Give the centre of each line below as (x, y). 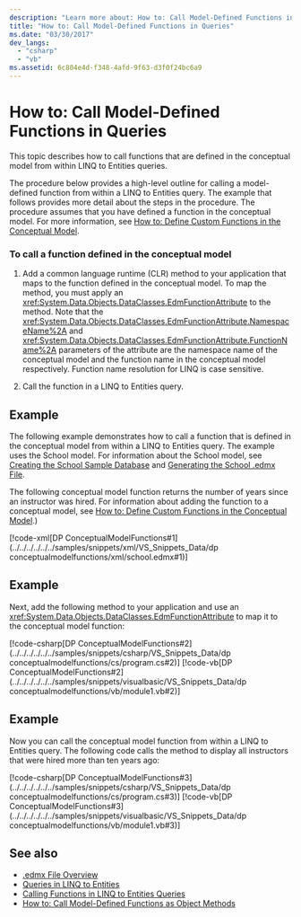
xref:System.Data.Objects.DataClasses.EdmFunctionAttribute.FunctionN (155, 340)
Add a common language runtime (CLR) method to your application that (154, 274)
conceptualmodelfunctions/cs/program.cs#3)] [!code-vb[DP (121, 797)
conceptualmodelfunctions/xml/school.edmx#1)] (99, 557)
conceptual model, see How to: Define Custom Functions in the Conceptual (148, 511)
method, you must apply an (73, 293)
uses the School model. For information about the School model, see (136, 455)
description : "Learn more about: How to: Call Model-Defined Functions (146, 18)
